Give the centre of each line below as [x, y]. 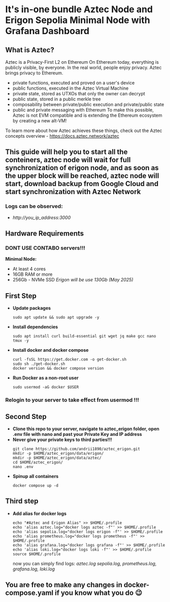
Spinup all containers [36, 476]
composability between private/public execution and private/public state [88, 104]
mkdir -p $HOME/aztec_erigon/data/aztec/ [57, 458]
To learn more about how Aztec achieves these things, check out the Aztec [84, 130]
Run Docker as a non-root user [45, 378]
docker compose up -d [35, 485]
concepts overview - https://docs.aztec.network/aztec [62, 136]
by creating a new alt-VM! [40, 121]
